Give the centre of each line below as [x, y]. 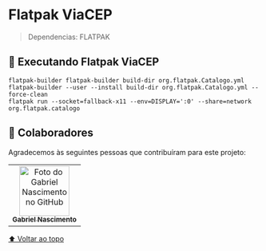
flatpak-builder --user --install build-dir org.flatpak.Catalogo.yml [128, 87]
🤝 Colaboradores [51, 133]
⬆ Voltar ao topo [36, 238]
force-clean [28, 94]
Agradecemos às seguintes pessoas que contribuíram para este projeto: [127, 152]
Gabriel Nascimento [45, 220]
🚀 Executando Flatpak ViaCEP [84, 62]
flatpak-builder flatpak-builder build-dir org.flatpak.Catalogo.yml [127, 80]
